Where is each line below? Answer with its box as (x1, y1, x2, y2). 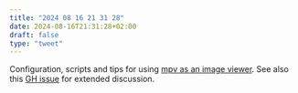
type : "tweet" (9, 38, 64, 48)
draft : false (9, 30, 59, 39)
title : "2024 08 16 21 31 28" (9, 13, 125, 23)
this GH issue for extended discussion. (9, 74, 155, 85)
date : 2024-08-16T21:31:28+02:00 (9, 22, 137, 31)
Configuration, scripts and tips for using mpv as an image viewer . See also (9, 64, 290, 75)
